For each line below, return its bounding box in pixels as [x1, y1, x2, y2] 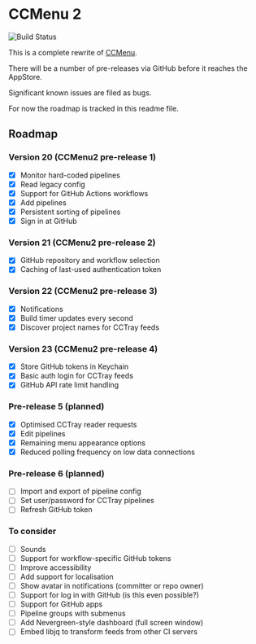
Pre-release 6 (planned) [8, 467, 105, 479]
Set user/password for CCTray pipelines [20, 496, 154, 506]
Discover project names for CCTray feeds [20, 322, 160, 332]
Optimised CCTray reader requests [20, 419, 137, 429]
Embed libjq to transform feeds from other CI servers [20, 627, 197, 637]
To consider [8, 526, 57, 537]
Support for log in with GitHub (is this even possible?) [20, 590, 199, 600]
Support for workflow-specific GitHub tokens [20, 553, 172, 563]
